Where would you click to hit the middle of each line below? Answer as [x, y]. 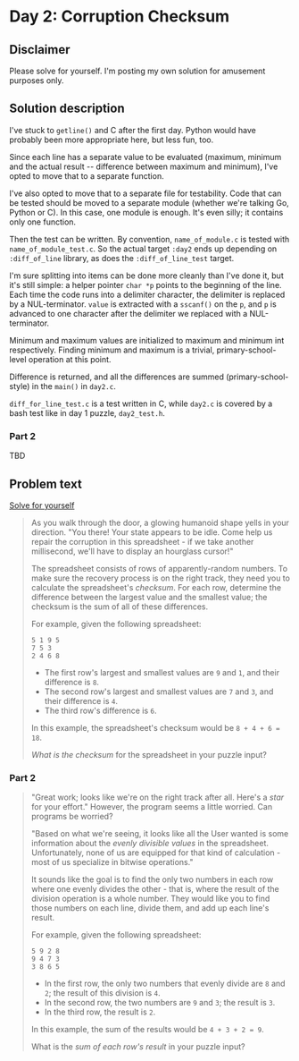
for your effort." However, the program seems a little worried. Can [152, 807]
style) [20, 386]
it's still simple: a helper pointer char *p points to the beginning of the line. [146, 284]
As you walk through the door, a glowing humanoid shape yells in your [160, 522]
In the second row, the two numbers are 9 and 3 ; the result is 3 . [160, 1003]
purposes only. [37, 81]
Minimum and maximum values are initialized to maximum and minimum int [147, 340]
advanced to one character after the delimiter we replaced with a [129, 313]
